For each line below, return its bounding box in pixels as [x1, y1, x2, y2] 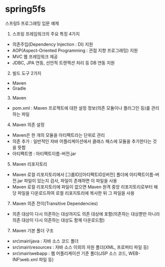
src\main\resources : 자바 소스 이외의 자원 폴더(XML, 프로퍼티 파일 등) [12, 244, 149, 250]
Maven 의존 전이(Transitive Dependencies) [12, 200, 99, 206]
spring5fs [5, 3, 46, 15]
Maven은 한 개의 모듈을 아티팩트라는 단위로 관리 [12, 132, 105, 138]
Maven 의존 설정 [12, 122, 45, 128]
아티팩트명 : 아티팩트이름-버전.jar [12, 150, 76, 156]
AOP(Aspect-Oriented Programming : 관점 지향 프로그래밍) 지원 [12, 47, 138, 53]
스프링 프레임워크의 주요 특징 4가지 [12, 31, 80, 36]
